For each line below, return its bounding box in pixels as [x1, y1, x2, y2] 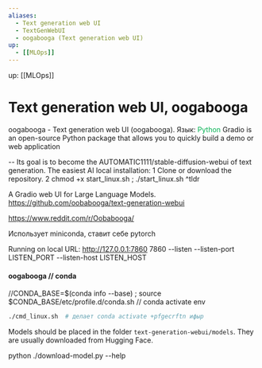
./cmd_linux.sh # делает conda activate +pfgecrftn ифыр [8, 312, 204, 321]
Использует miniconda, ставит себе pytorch [8, 229, 156, 238]
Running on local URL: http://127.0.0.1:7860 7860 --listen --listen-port [8, 244, 235, 253]
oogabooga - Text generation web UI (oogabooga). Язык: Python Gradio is [8, 124, 252, 134]
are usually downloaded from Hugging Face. [8, 335, 153, 345]
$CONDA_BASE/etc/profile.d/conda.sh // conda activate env [8, 297, 206, 307]
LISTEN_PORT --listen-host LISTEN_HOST [8, 253, 147, 262]
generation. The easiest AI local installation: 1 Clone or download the [8, 165, 232, 175]
